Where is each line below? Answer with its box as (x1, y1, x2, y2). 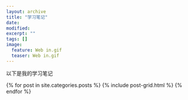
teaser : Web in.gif (11, 53, 60, 59)
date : (6, 20, 20, 25)
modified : (6, 25, 31, 31)
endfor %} (6, 88, 31, 95)
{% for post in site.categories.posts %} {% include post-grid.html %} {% (6, 81, 183, 89)
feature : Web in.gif (11, 47, 62, 53)
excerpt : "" (6, 31, 35, 37)
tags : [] (6, 36, 28, 42)
